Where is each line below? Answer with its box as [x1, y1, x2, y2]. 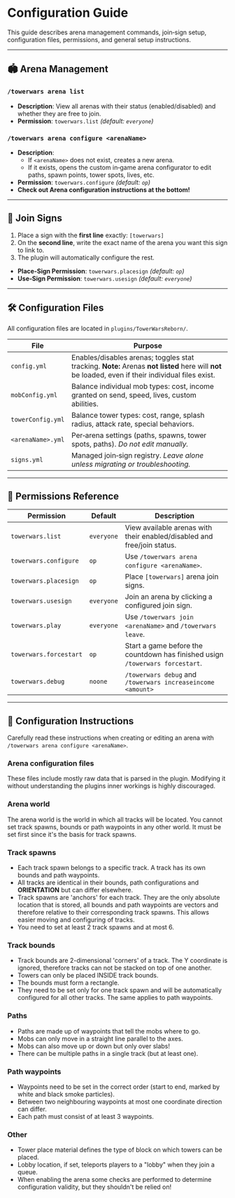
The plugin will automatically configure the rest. [17, 253, 155, 262]
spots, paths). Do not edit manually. [71, 439, 189, 449]
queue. [17, 1168, 38, 1176]
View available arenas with [124, 523, 213, 533]
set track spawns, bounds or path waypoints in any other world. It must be [7, 822, 222, 831]
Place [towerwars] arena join [124, 572, 219, 582]
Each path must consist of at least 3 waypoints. [17, 1112, 154, 1120]
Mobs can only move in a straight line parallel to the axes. [17, 1034, 183, 1043]
